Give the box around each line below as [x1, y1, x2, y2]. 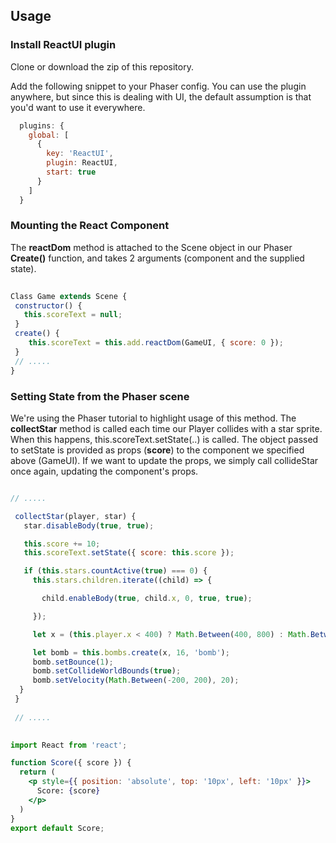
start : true [46, 167, 97, 178]
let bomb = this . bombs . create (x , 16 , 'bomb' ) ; [32, 647, 230, 658]
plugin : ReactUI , [46, 158, 118, 168]
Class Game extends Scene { [10, 291, 128, 301]
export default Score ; [10, 823, 105, 833]
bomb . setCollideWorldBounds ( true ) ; [32, 666, 182, 676]
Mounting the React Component [10, 219, 170, 233]
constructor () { [14, 300, 83, 311]
